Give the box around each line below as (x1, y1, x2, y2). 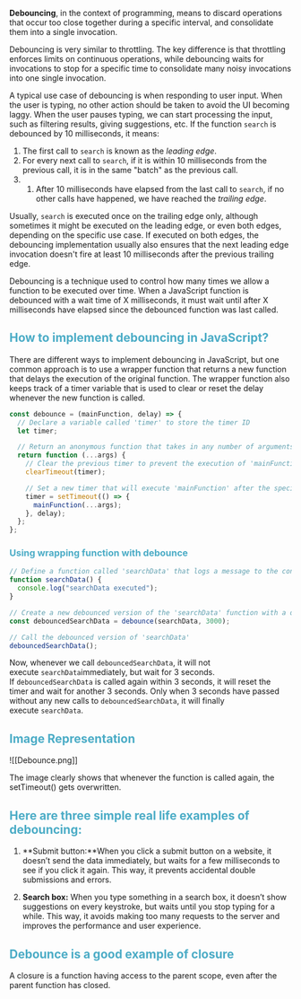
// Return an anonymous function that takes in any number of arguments (17, 443, 295, 451)
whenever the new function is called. (9, 392, 146, 403)
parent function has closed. (9, 979, 111, 990)
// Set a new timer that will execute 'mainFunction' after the (25, 484, 271, 493)
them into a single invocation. (9, 27, 118, 37)
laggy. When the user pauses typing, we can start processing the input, (9, 110, 273, 119)
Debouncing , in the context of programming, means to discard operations (9, 8, 282, 18)
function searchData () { (9, 575, 102, 584)
